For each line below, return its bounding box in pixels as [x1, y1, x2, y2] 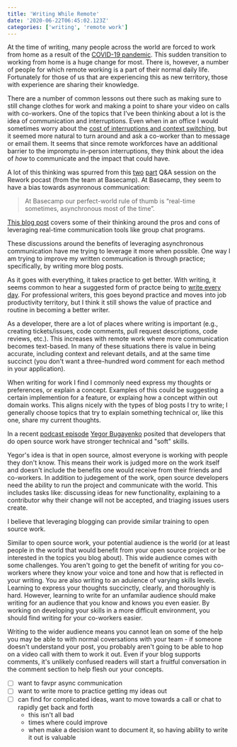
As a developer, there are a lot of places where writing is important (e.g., [7, 319, 218, 328]
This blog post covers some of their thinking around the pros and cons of [7, 218, 221, 227]
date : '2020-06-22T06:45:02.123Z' [7, 17, 110, 24]
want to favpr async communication [17, 679, 122, 688]
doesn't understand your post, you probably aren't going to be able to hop [7, 642, 224, 651]
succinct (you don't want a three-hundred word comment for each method [7, 357, 225, 365]
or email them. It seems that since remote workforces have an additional [7, 139, 218, 148]
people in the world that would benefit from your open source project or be [7, 546, 226, 554]
